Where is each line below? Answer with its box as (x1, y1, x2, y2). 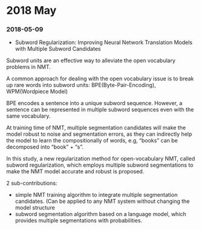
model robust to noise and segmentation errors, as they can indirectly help (6, 130, 193, 138)
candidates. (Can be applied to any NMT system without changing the (15, 197, 190, 205)
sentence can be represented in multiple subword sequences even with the (6, 106, 194, 113)
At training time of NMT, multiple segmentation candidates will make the (6, 124, 186, 132)
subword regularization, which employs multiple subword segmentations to (6, 161, 194, 169)
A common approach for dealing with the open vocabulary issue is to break (6, 75, 194, 82)
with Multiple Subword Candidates (15, 45, 101, 53)
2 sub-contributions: (6, 179, 58, 187)
